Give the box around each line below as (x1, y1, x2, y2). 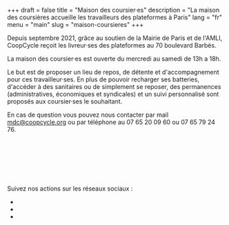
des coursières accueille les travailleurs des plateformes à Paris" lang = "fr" (7, 13, 223, 21)
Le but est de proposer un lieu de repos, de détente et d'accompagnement (7, 68, 219, 76)
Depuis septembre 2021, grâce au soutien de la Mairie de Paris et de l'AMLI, (7, 34, 223, 42)
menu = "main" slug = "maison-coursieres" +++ (7, 21, 143, 28)
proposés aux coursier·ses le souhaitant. (7, 97, 123, 106)
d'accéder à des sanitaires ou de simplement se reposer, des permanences (7, 83, 221, 90)
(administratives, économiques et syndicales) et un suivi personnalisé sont (7, 90, 219, 98)
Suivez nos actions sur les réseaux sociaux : (7, 184, 133, 193)
